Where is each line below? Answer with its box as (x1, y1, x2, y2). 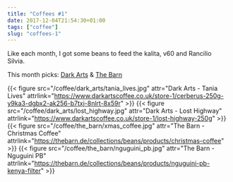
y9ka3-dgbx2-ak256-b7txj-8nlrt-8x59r (7, 99, 121, 108)
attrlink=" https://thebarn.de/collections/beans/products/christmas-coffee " (7, 137, 225, 145)
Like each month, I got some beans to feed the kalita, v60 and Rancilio (7, 49, 212, 58)
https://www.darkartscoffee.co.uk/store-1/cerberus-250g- (54, 92, 224, 100)
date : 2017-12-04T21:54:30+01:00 (7, 17, 106, 24)
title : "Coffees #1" (7, 10, 68, 18)
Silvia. (7, 57, 25, 66)
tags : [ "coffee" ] (7, 23, 59, 30)
